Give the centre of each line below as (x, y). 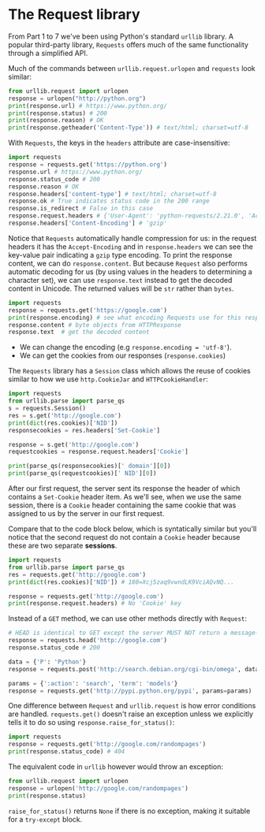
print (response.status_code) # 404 (67, 752)
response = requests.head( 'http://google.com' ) (88, 641)
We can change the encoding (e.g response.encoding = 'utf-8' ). (125, 347)
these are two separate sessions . (63, 546)
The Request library (74, 15)
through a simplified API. (48, 53)
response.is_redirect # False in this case (81, 209)
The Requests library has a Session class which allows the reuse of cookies (129, 371)
